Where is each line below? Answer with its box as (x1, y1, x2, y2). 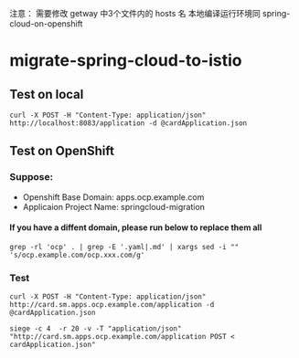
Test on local (9, 86, 84, 102)
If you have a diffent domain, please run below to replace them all (9, 222, 262, 233)
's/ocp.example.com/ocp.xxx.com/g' (9, 250, 145, 259)
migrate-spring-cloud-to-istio (9, 50, 242, 71)
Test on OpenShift (9, 143, 114, 159)
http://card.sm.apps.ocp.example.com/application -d (9, 300, 215, 310)
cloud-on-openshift (9, 18, 83, 29)
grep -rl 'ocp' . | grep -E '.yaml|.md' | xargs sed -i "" (9, 242, 240, 251)
